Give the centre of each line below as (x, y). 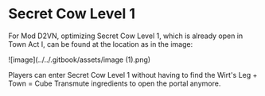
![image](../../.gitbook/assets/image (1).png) (80, 60)
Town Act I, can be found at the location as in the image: (101, 44)
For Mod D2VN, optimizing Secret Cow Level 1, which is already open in (126, 36)
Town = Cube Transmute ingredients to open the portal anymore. (115, 83)
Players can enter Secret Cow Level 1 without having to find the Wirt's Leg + (133, 75)
